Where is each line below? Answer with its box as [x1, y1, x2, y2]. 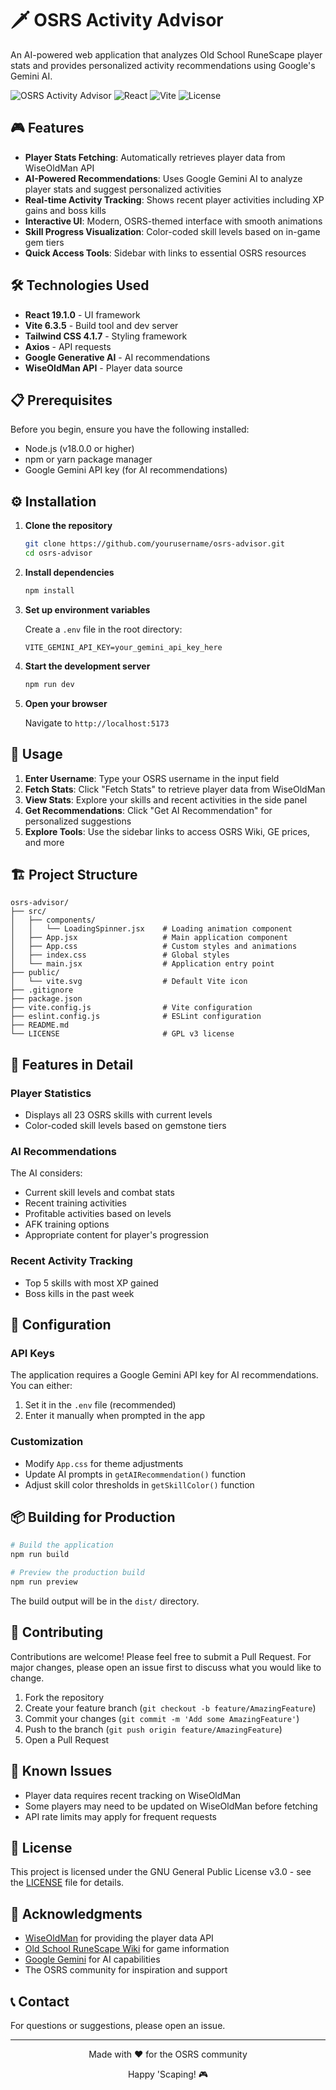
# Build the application [10, 1540, 114, 1551]
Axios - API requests [24, 340, 112, 352]
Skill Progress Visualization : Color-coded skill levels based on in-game [24, 225, 321, 237]
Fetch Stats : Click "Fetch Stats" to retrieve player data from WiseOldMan [24, 783, 326, 795]
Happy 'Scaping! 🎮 [127, 2068, 209, 2080]
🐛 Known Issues [10, 1763, 113, 1780]
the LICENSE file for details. [10, 1877, 125, 1889]
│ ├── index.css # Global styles [10, 950, 230, 961]
